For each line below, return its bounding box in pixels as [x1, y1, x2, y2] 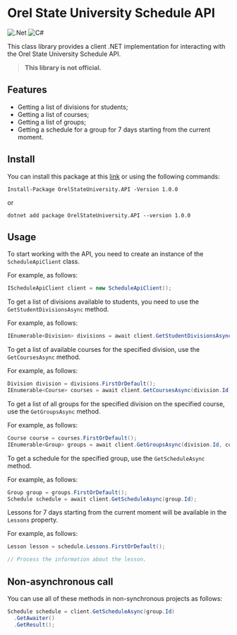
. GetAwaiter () [13, 614, 55, 622]
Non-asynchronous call [7, 576, 114, 588]
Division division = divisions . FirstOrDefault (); [7, 380, 157, 387]
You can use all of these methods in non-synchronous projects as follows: [7, 594, 223, 602]
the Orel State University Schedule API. [7, 50, 121, 58]
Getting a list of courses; [17, 110, 90, 118]
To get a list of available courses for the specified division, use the [7, 345, 200, 354]
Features [7, 84, 47, 96]
